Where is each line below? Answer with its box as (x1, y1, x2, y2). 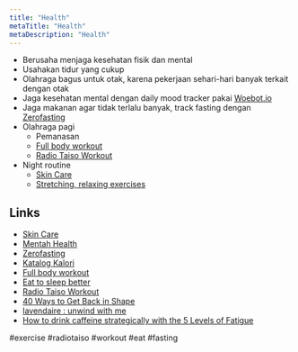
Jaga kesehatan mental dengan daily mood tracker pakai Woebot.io (22, 93, 272, 104)
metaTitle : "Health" (9, 22, 87, 31)
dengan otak (22, 83, 70, 95)
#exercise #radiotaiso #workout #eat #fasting (9, 332, 179, 343)
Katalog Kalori (22, 257, 74, 268)
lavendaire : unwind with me (22, 305, 127, 316)
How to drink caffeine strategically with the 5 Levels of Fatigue (22, 315, 254, 326)
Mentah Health (22, 239, 78, 249)
